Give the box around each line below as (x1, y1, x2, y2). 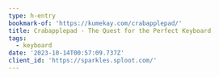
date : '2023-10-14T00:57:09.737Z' (8, 49, 125, 57)
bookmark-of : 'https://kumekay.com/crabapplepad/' (8, 19, 183, 27)
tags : (8, 34, 27, 43)
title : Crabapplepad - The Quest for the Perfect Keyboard (8, 26, 212, 34)
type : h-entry (8, 11, 57, 20)
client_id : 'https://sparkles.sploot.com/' (8, 57, 158, 65)
